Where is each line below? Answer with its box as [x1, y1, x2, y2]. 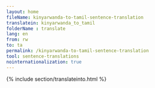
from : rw [6, 37, 28, 43]
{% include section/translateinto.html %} [6, 75, 107, 83]
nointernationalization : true [6, 59, 82, 65]
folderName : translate [6, 25, 66, 32]
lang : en [6, 31, 28, 37]
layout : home [6, 8, 39, 15]
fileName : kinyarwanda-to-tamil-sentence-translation [6, 14, 144, 20]
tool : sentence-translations [6, 53, 79, 59]
